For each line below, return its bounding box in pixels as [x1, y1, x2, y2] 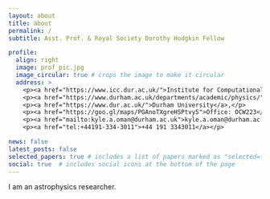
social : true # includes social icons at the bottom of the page [8, 160, 235, 169]
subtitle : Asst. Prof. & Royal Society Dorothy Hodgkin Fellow [8, 34, 225, 43]
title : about [8, 19, 52, 27]
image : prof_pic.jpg [15, 63, 84, 72]
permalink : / [8, 26, 52, 35]
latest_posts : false [8, 145, 78, 153]
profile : [8, 49, 38, 57]
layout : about [8, 11, 56, 20]
